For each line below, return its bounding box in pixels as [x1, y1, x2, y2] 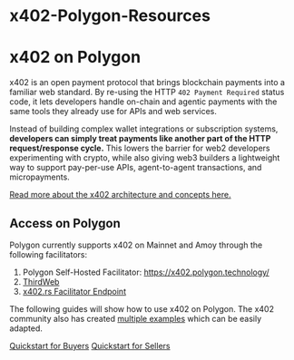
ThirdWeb [22, 276, 60, 287]
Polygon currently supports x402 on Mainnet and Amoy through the [9, 239, 263, 250]
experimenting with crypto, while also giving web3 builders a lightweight [9, 152, 280, 163]
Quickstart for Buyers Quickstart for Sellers [9, 340, 171, 351]
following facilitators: [9, 248, 88, 259]
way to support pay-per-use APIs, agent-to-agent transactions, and [9, 162, 262, 173]
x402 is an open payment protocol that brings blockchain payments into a [9, 77, 286, 88]
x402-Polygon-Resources [9, 5, 211, 26]
